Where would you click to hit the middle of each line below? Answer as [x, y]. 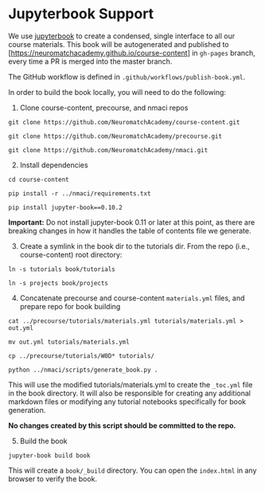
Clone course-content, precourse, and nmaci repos [104, 108]
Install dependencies [54, 165]
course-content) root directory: [71, 254]
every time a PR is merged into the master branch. [90, 61]
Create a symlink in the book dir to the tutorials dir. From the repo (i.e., [134, 246]
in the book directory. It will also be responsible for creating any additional [129, 393]
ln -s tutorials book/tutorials [62, 269]
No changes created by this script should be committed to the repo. [122, 425]
